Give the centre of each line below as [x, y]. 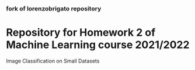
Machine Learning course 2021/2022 [98, 45]
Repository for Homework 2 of [81, 33]
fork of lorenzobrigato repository [54, 9]
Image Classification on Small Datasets [53, 61]
